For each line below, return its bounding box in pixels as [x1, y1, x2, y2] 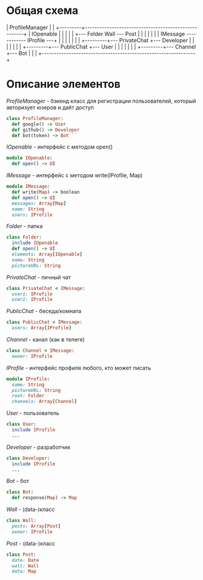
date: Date [12, 557, 39, 563]
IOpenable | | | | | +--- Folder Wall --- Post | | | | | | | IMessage [31, 30, 185, 37]
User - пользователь [6, 410, 59, 417]
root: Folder [12, 393, 45, 399]
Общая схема [6, 4, 79, 18]
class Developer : [6, 455, 50, 461]
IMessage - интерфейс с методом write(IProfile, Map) [6, 172, 143, 179]
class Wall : [6, 518, 36, 524]
